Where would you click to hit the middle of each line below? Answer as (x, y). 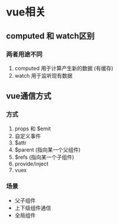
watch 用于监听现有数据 (43, 75)
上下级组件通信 (33, 207)
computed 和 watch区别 (50, 36)
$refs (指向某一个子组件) (44, 157)
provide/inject (32, 164)
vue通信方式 (29, 96)
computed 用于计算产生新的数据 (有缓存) (64, 68)
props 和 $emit (33, 129)
